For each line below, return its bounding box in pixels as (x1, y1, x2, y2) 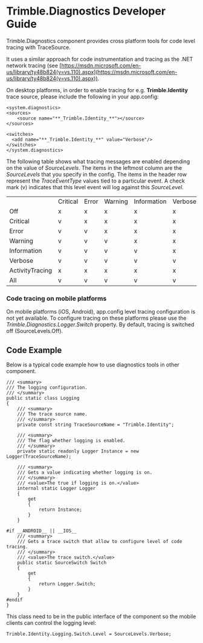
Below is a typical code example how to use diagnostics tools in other (6, 361, 179, 368)
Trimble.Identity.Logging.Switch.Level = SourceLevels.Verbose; (6, 631, 172, 638)
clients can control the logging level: (6, 619, 97, 627)
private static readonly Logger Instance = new (17, 448, 139, 454)
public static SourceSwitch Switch (17, 560, 107, 566)
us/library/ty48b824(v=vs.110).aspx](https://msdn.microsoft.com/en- (6, 68, 178, 75)
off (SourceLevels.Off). (6, 328, 63, 335)
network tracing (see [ (6, 62, 62, 69)
